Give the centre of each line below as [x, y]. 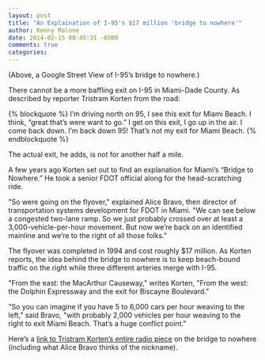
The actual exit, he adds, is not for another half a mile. [96, 154]
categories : [28, 52]
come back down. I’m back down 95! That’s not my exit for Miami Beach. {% [132, 131]
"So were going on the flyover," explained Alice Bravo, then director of [123, 202]
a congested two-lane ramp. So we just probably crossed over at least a [126, 219]
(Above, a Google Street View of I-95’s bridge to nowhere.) [104, 75]
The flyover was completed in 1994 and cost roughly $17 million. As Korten [130, 251]
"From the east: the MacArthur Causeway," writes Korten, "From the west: [129, 283]
